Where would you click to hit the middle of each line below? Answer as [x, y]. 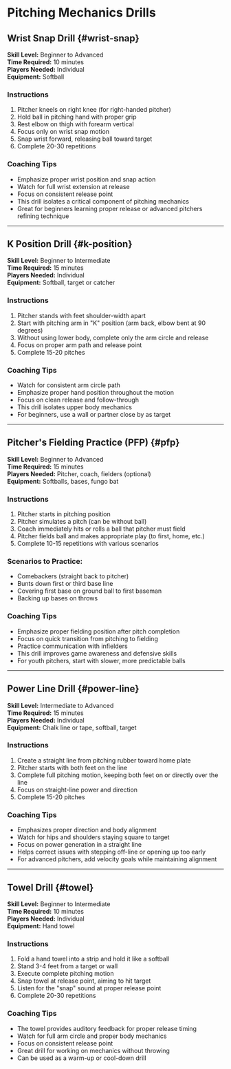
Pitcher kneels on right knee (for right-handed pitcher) [94, 110]
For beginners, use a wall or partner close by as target [94, 414]
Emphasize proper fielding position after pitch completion [98, 631]
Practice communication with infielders [73, 646]
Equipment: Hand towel [41, 925]
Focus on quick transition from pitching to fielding [87, 638]
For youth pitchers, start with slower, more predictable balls [101, 660]
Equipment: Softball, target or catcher [61, 283]
